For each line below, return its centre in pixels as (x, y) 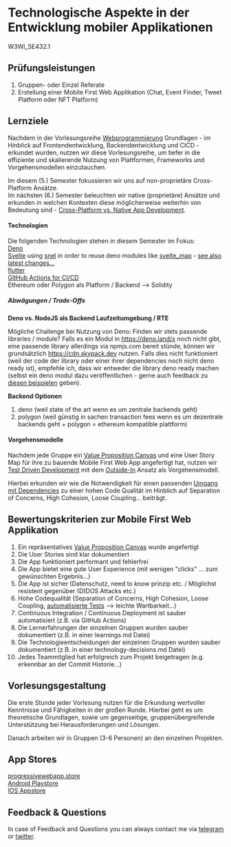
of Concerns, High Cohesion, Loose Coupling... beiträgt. (87, 497)
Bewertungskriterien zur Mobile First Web (100, 520)
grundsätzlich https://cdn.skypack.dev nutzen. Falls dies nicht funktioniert (113, 353)
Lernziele (28, 121)
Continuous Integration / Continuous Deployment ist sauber (102, 612)
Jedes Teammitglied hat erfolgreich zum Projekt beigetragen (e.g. (111, 657)
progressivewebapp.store (44, 776)
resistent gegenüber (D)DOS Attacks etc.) (77, 590)
